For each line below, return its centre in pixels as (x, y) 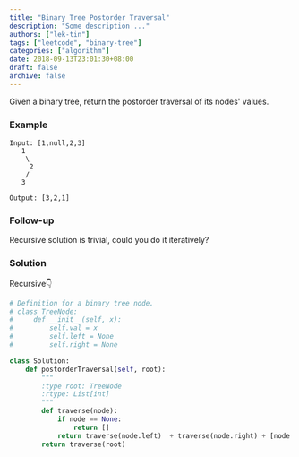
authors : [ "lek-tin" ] (50, 34)
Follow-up (32, 220)
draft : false (34, 68)
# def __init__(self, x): (66, 320)
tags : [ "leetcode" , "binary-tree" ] (76, 43)
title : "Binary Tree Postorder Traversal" (90, 17)
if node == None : (90, 419)
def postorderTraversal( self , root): (96, 369)
